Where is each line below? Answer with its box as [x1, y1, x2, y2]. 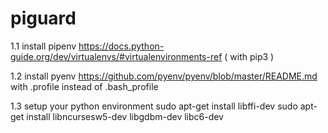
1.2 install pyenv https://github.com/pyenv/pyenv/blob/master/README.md [10, 70, 318, 82]
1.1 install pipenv [10, 40, 77, 52]
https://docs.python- [78, 40, 165, 52]
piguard [10, 7, 77, 30]
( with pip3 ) [224, 50, 275, 62]
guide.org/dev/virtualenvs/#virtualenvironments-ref [10, 50, 223, 62]
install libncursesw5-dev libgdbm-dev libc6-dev [26, 110, 224, 122]
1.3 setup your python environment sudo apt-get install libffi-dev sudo [10, 100, 298, 112]
